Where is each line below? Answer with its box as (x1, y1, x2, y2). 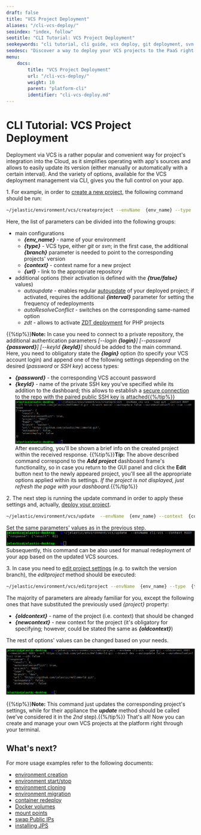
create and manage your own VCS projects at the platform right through (6, 719, 184, 726)
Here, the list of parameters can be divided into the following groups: (6, 218, 176, 225)
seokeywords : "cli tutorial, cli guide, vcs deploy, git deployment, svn (6, 41, 194, 47)
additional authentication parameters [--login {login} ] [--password (6, 337, 170, 344)
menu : (6, 54, 20, 60)
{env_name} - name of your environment (23, 236, 126, 243)
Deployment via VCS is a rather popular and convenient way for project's (6, 151, 186, 158)
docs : (17, 60, 31, 66)
